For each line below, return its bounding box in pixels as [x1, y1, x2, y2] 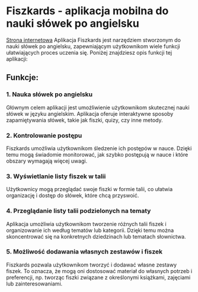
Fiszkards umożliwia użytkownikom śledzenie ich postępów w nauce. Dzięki [6, 144, 192, 152]
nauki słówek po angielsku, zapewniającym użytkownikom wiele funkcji [6, 43, 180, 50]
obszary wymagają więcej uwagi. [6, 157, 88, 164]
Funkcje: [6, 72, 39, 82]
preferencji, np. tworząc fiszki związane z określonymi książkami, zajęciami [6, 274, 191, 281]
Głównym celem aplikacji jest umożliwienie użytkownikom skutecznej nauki [6, 104, 190, 111]
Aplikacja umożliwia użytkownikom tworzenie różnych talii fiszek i [6, 220, 167, 227]
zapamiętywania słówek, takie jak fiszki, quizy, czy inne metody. [6, 116, 163, 123]
